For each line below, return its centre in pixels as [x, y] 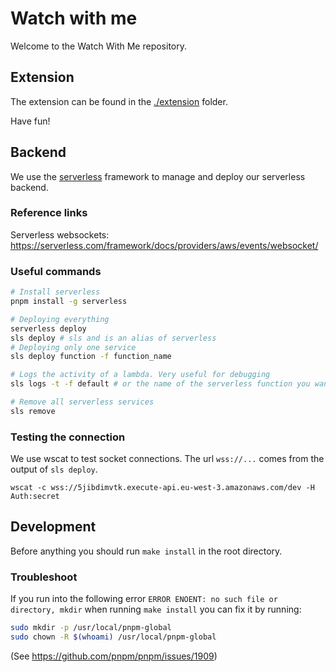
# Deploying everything [60, 319]
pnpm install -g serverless [69, 302]
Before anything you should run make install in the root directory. [146, 551]
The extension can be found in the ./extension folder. [119, 101]
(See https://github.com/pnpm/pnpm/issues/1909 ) [114, 656]
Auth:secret [35, 497]
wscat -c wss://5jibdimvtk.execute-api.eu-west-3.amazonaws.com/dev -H [162, 488]
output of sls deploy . [54, 469]
